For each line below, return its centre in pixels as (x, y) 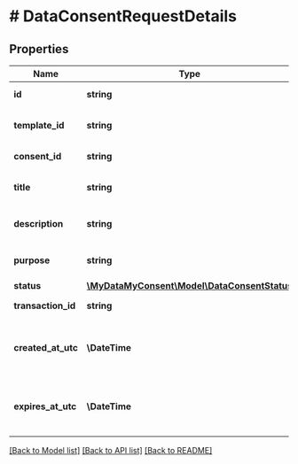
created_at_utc (46, 348)
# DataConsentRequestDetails (123, 16)
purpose (32, 260)
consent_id (38, 156)
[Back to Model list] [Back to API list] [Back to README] (111, 450)
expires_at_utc (45, 406)
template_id (39, 125)
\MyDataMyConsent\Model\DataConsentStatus (189, 286)
